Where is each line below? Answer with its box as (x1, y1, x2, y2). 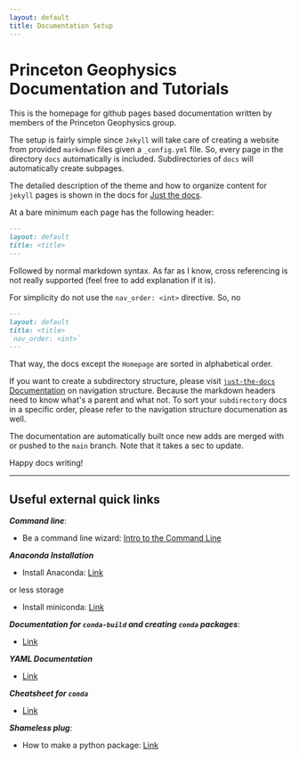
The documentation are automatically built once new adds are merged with (9, 431, 285, 442)
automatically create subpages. (9, 163, 125, 174)
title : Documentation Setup (9, 21, 114, 30)
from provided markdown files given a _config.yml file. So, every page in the (9, 144, 284, 155)
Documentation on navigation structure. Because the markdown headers (9, 385, 276, 396)
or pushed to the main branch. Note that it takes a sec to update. (9, 440, 245, 451)
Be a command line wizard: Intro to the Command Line (21, 533, 222, 543)
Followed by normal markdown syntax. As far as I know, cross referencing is (9, 265, 288, 276)
